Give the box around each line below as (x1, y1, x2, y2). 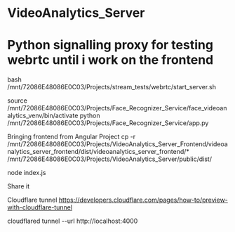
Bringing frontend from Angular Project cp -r (7, 132, 136, 141)
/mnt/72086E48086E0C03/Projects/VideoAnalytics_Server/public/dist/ (7, 155, 213, 163)
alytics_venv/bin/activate (7, 111, 79, 120)
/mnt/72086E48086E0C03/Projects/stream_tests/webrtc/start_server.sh (7, 83, 216, 91)
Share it (7, 182, 30, 191)
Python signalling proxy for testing (7, 37, 214, 53)
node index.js (7, 169, 46, 177)
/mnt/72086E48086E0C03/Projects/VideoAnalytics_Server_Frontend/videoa (7, 140, 228, 148)
